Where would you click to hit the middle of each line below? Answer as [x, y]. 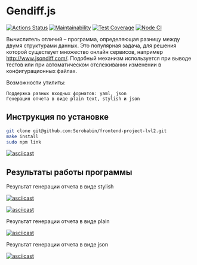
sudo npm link [24, 142]
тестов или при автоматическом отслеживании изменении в [84, 65]
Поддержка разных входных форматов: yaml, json [67, 93]
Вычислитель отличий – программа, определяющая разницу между [93, 39]
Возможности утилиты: [36, 83]
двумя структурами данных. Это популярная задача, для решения [91, 45]
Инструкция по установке [58, 117]
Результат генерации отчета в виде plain [58, 221]
